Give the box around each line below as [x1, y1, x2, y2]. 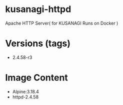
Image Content [5, 72, 68, 83]
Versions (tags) [5, 38, 71, 49]
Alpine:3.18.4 [12, 88, 39, 94]
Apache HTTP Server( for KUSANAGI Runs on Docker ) [5, 20, 118, 26]
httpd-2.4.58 [12, 94, 39, 100]
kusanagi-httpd [5, 4, 71, 15]
